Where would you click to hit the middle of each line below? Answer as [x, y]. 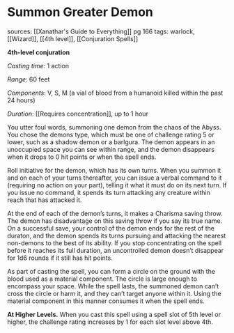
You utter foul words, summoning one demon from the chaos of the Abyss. [114, 127]
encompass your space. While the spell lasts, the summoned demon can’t [113, 286]
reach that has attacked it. [45, 200]
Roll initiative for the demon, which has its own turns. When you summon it [114, 170]
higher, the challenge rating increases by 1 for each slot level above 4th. [110, 322]
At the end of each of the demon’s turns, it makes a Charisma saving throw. [115, 213]
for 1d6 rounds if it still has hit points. [60, 258]
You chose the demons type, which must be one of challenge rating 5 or [111, 134]
